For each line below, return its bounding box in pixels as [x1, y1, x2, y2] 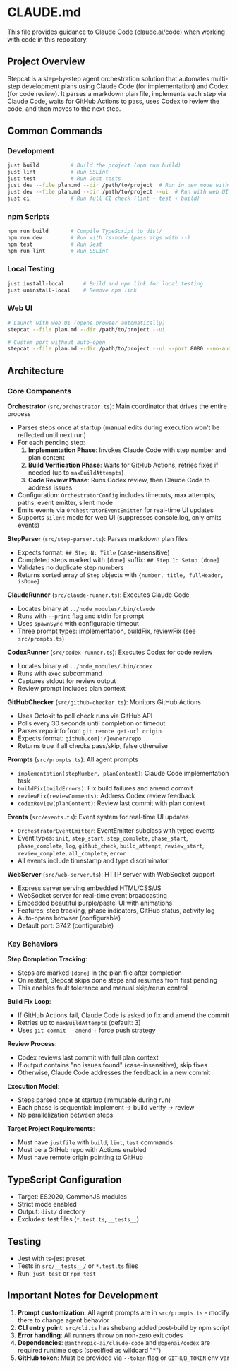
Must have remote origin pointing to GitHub [17, 1153, 143, 1162]
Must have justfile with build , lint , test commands [17, 1138, 174, 1146]
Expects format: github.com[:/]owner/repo [17, 734, 142, 742]
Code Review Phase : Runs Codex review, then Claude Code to [28, 476, 210, 485]
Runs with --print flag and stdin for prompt [17, 612, 145, 620]
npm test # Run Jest [7, 241, 102, 248]
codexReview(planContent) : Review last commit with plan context [17, 799, 205, 807]
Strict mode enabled [17, 1200, 77, 1209]
